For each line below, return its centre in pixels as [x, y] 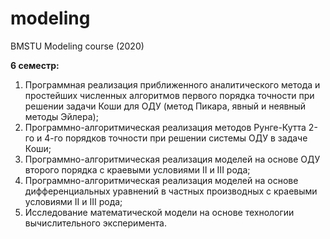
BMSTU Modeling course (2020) [77, 46]
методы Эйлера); [61, 116]
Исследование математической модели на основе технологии [159, 212]
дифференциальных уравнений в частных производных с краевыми [171, 191]
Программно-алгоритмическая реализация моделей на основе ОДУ [172, 159]
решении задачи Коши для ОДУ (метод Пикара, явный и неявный [165, 106]
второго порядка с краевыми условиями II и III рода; [137, 169]
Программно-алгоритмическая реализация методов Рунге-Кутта [165, 127]
